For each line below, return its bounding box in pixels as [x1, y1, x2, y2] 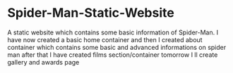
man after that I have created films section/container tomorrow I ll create [7, 51, 218, 59]
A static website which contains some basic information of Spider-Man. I [7, 28, 219, 36]
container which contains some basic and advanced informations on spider [7, 43, 227, 51]
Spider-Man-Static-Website [7, 5, 174, 21]
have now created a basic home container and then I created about [7, 35, 203, 44]
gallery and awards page [7, 58, 80, 66]
